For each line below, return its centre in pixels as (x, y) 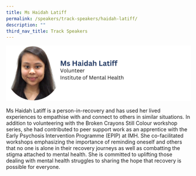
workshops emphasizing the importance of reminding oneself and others (94, 142)
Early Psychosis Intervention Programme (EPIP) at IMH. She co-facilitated (95, 135)
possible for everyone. (33, 167)
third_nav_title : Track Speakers (47, 31)
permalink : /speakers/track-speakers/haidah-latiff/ (72, 19)
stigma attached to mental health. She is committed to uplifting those (89, 154)
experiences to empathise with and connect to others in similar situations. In (98, 117)
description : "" (26, 25)
